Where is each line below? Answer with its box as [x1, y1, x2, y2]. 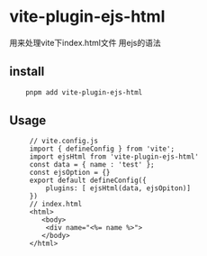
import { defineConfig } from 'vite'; [29, 144, 175, 154]
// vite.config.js [29, 137, 99, 146]
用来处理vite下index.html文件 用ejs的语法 [9, 37, 162, 48]
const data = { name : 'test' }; [29, 160, 155, 169]
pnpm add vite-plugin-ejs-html [25, 87, 143, 96]
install [9, 64, 45, 79]
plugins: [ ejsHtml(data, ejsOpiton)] [45, 184, 192, 193]
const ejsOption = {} [29, 169, 111, 178]
